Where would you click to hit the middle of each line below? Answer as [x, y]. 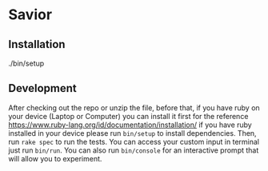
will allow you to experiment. [55, 158]
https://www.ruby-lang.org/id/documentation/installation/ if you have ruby [130, 125]
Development [43, 88]
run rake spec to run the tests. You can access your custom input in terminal [134, 141]
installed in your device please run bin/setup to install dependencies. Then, [133, 133]
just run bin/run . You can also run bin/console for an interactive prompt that [134, 150]
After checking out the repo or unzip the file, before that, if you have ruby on [134, 107]
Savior [30, 15]
